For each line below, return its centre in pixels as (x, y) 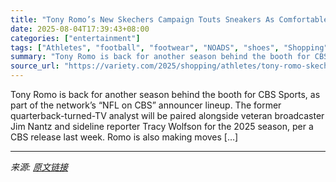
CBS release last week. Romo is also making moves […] (124, 137)
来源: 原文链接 (39, 167)
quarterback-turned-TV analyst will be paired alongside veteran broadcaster (167, 115)
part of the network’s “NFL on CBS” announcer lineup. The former (146, 105)
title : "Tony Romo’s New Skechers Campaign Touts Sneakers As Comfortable (169, 19)
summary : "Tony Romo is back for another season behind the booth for (160, 57)
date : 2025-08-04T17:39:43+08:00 (80, 29)
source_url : (35, 66)
